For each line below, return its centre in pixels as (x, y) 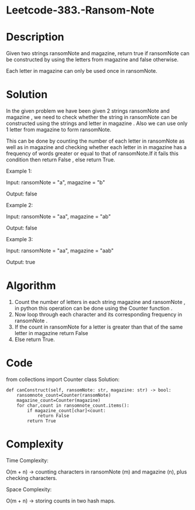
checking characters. (32, 478)
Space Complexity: (29, 489)
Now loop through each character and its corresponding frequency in (98, 314)
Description (35, 37)
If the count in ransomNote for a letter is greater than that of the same (99, 327)
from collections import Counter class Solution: (63, 379)
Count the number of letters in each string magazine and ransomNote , (100, 302)
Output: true (21, 262)
